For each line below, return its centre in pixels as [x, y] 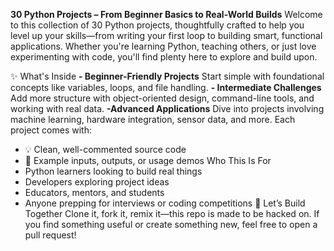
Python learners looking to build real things [113, 171]
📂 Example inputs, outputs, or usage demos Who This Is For [148, 160]
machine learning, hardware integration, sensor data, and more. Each [153, 119]
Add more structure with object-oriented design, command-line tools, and [162, 98]
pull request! [50, 235]
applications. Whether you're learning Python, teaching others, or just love [163, 46]
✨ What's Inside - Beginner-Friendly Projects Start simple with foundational [167, 76]
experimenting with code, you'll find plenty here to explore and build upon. [164, 57]
